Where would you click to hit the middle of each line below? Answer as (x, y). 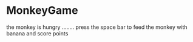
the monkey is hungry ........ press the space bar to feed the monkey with (97, 27)
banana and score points (37, 33)
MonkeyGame (42, 10)
